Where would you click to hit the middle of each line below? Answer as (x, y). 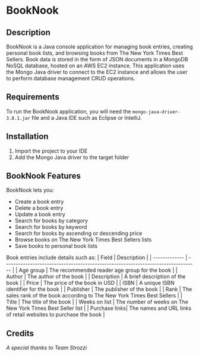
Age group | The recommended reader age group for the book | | (98, 270)
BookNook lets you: (30, 190)
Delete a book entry (39, 208)
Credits (20, 333)
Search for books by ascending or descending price (78, 234)
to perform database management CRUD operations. (71, 78)
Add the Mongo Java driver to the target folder (72, 157)
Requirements (33, 97)
